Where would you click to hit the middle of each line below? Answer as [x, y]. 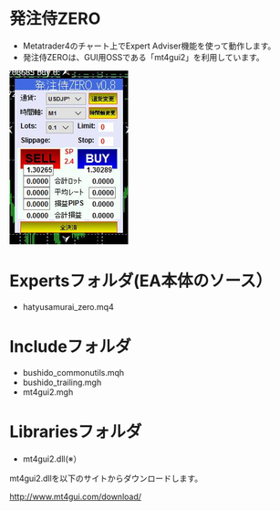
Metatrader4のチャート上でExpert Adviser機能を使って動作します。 [149, 46]
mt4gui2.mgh [48, 392]
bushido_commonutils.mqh [73, 372]
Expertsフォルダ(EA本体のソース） [141, 281]
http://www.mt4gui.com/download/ [76, 496]
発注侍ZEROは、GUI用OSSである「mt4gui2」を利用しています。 [143, 57]
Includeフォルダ [71, 347]
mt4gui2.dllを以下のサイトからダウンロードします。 [106, 478]
